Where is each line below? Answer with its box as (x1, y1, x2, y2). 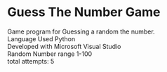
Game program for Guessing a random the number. (7, 27, 156, 36)
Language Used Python (7, 34, 76, 43)
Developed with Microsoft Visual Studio (7, 42, 121, 50)
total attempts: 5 (7, 57, 55, 65)
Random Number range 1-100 (7, 50, 93, 58)
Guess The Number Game (7, 4, 161, 20)
